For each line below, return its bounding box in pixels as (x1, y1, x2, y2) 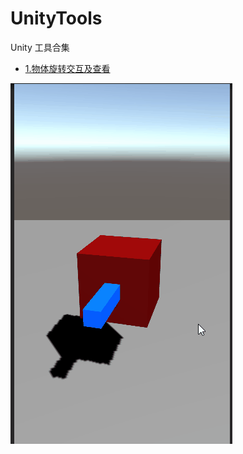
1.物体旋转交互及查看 (24, 62, 111, 74)
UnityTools (10, 7, 103, 30)
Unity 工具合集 (10, 41, 70, 53)
